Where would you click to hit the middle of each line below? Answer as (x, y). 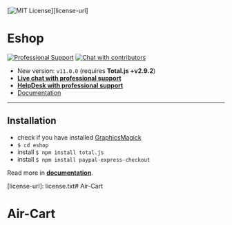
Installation (32, 121)
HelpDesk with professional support (70, 85)
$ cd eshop (33, 145)
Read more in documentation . (50, 173)
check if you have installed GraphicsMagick (79, 137)
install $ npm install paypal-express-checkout (84, 159)
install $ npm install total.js (60, 152)
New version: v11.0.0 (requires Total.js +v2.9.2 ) (86, 71)
